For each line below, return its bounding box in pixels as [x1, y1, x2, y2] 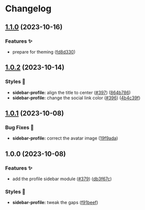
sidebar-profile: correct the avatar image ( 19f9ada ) [12, 135, 118, 141]
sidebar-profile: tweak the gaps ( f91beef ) [12, 200, 98, 206]
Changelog [5, 3, 52, 14]
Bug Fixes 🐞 [5, 124, 34, 131]
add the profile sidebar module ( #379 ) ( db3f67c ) [12, 176, 112, 182]
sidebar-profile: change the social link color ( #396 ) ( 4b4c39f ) [12, 95, 141, 101]
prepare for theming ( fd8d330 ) [12, 49, 76, 55]
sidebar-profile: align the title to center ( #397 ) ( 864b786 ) [12, 89, 131, 95]
